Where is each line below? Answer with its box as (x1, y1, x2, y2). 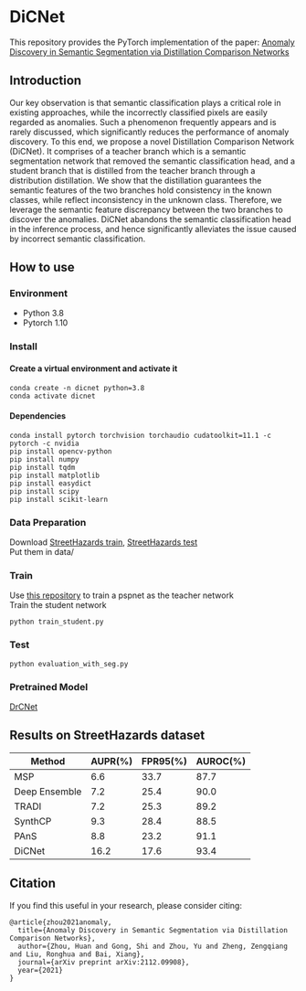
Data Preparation (9, 516, 87, 528)
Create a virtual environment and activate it (9, 363, 178, 374)
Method (30, 754, 66, 767)
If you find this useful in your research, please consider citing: (9, 900, 242, 911)
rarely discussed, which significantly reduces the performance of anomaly (9, 126, 290, 137)
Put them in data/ (9, 547, 75, 558)
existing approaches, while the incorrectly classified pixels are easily (9, 107, 268, 118)
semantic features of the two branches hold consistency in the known (9, 185, 272, 196)
